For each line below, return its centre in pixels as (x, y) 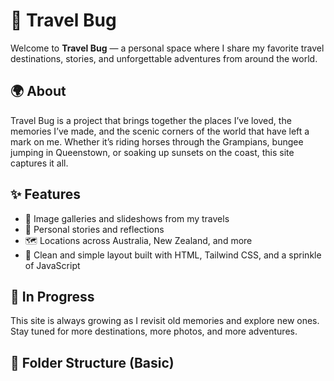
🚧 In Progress (52, 296)
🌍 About (38, 91)
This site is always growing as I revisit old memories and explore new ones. (165, 321)
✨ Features (45, 194)
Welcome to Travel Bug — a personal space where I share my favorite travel (167, 48)
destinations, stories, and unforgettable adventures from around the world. (164, 58)
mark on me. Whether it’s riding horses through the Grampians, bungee (157, 141)
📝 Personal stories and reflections (94, 229)
